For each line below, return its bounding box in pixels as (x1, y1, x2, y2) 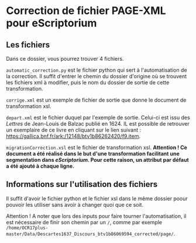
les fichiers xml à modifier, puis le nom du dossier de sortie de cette (6, 79, 170, 86)
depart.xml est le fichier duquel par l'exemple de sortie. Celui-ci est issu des (6, 114, 190, 121)
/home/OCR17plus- (6, 225, 49, 231)
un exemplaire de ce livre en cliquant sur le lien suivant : (6, 127, 142, 133)
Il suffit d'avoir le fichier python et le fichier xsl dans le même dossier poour (6, 195, 188, 202)
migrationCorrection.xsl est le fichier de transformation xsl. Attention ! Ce (6, 144, 187, 151)
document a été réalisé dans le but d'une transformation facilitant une (6, 150, 180, 157)
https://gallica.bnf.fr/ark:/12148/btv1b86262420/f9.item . (6, 133, 141, 140)
